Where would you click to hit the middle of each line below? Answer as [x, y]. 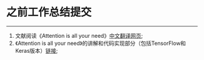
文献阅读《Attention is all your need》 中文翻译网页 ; [79, 35]
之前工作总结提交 [49, 12]
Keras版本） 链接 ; [36, 50]
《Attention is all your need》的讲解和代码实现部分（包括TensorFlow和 [100, 43]
